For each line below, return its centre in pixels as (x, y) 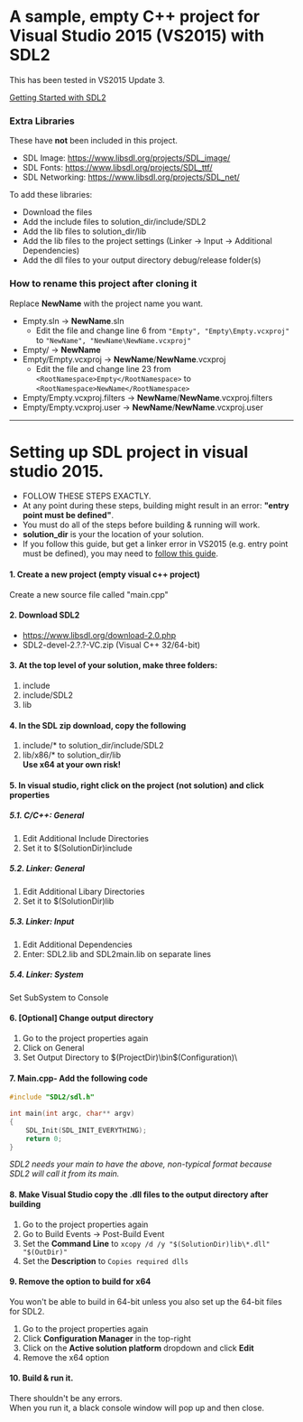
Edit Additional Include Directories (85, 838)
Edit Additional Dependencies (77, 944)
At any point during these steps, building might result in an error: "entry (156, 506)
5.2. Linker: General (47, 869)
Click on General (53, 1047)
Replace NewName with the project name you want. (106, 303)
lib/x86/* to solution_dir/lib (72, 755)
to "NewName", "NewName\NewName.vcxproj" (114, 339)
